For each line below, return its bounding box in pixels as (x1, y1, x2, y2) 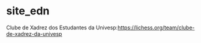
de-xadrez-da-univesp (6, 30, 62, 37)
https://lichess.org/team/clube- (117, 24, 195, 31)
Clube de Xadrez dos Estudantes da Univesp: (6, 24, 118, 31)
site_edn (6, 4, 50, 18)
